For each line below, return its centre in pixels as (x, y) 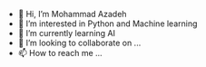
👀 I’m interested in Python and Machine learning (108, 24)
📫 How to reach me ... (60, 53)
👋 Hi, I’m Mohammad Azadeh (72, 14)
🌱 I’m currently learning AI (67, 33)
